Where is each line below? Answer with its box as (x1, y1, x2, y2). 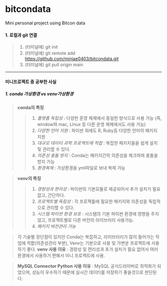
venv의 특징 (17, 175, 41, 181)
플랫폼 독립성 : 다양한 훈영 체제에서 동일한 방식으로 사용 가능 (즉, (37, 115, 162, 121)
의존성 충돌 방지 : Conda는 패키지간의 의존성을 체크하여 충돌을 (37, 152, 158, 158)
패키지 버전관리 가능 (37, 223, 76, 229)
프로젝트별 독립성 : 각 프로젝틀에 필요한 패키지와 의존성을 (37, 198, 148, 204)
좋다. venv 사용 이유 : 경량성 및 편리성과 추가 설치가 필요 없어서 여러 (26, 246, 158, 252)
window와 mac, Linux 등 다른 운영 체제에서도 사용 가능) (37, 121, 146, 127)
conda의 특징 (17, 104, 44, 110)
